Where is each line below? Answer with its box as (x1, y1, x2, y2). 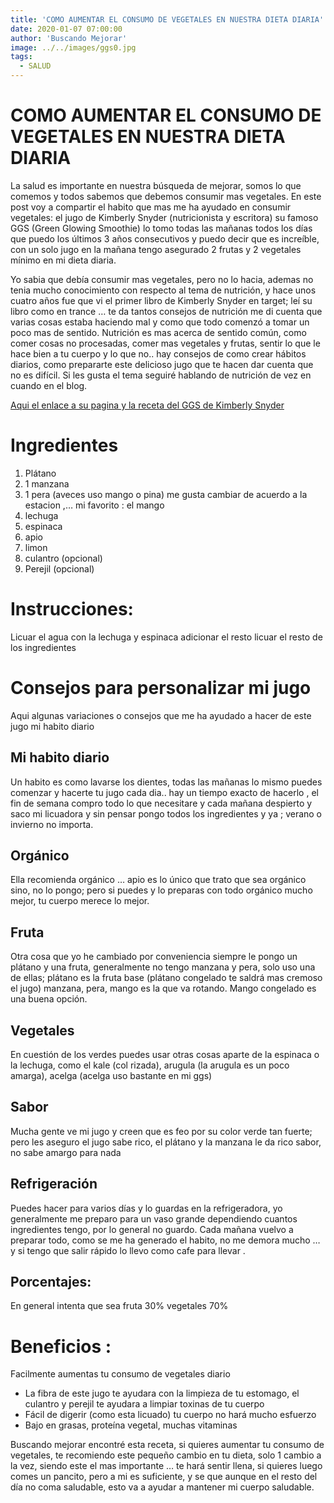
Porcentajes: (10, 1274, 92, 1291)
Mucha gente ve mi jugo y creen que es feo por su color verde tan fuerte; (10, 1125, 313, 1137)
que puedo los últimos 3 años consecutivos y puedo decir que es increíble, (10, 232, 320, 245)
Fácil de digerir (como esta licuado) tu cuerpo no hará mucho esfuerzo (24, 1409, 317, 1421)
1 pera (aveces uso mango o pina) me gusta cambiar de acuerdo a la (24, 488, 308, 500)
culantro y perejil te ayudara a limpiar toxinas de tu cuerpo (24, 1398, 265, 1410)
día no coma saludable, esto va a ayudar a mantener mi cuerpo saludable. (10, 1481, 315, 1493)
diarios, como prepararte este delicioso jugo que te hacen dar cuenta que (10, 358, 314, 370)
